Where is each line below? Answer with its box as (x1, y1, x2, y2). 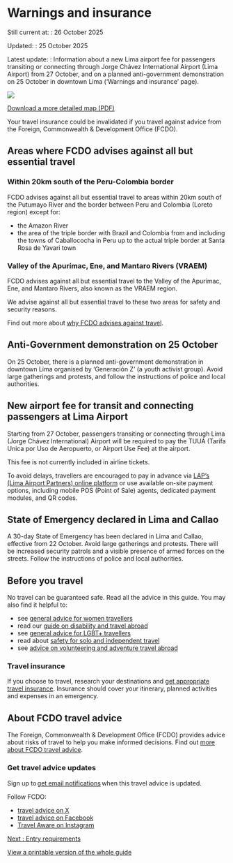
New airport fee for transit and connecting (7, 400, 194, 412)
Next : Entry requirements (7, 834, 81, 843)
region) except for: (7, 207, 61, 216)
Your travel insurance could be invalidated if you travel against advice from (7, 117, 222, 126)
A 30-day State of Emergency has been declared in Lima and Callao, (7, 532, 204, 540)
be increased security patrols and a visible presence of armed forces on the (7, 547, 225, 556)
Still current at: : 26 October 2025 (7, 28, 104, 36)
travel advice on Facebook (17, 813, 94, 822)
